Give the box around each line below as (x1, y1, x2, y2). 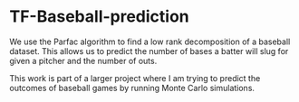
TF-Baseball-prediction (9, 6, 190, 27)
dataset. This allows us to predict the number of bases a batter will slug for (9, 45, 289, 56)
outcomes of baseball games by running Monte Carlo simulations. (9, 82, 256, 93)
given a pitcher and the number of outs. (9, 55, 158, 66)
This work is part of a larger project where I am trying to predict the (9, 72, 261, 83)
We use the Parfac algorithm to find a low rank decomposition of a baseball (9, 36, 291, 47)
